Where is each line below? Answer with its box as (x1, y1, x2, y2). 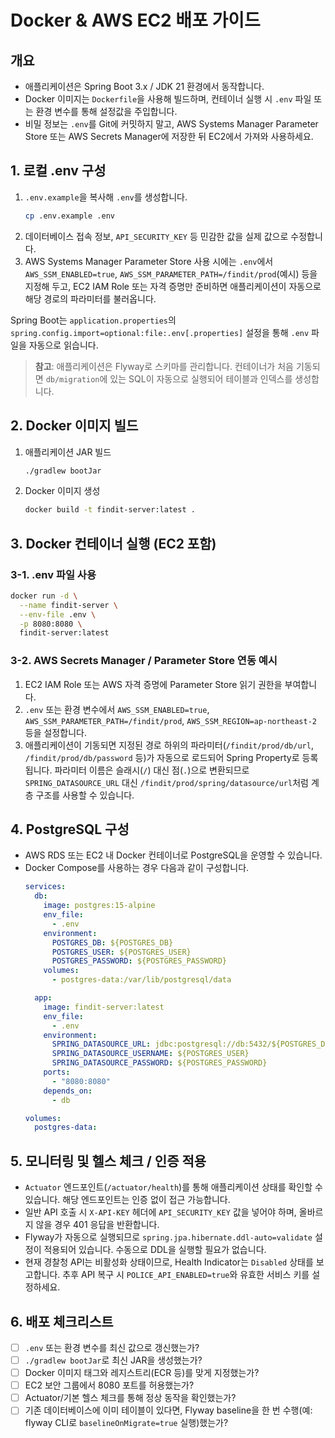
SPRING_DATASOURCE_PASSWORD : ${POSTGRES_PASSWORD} (51, 1058, 268, 1068)
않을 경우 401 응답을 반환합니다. (35, 1219, 160, 1231)
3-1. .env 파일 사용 (10, 567, 97, 581)
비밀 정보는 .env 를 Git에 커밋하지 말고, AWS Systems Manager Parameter (24, 118, 319, 130)
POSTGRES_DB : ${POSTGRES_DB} (51, 937, 174, 948)
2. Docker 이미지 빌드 (10, 417, 139, 435)
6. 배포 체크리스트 (10, 1313, 114, 1330)
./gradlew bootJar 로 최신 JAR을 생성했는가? (24, 1354, 203, 1366)
